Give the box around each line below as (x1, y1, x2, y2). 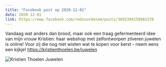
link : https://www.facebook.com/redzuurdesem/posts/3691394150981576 (5, 17, 154, 22)
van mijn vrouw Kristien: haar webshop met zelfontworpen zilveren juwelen (5, 36, 161, 42)
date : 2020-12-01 (5, 12, 42, 17)
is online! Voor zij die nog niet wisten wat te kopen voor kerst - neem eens (5, 41, 159, 47)
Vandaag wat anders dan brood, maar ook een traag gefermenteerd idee (5, 31, 156, 37)
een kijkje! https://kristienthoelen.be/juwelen (5, 46, 97, 53)
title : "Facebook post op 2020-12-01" (5, 7, 87, 13)
